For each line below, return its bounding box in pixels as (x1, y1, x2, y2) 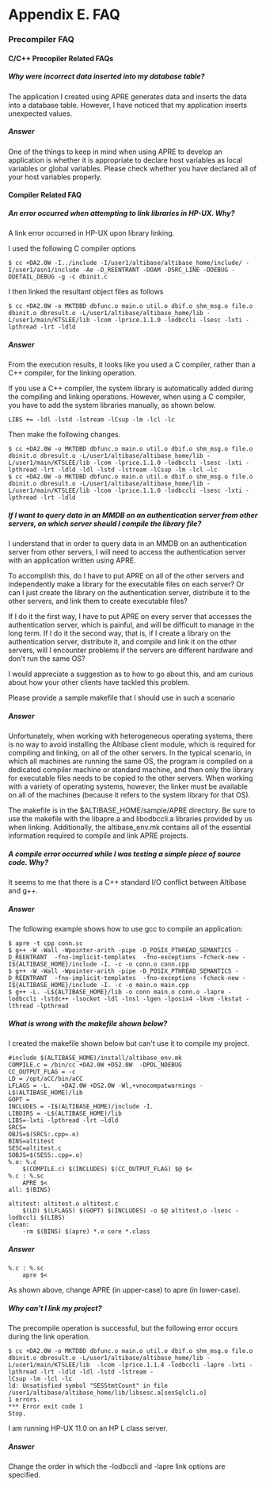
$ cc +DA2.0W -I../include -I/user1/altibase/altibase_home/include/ (8, 259, 243, 267)
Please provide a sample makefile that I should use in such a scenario (8, 693, 235, 703)
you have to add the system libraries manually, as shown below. (8, 401, 216, 410)
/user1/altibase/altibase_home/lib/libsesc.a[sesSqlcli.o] (8, 1389, 207, 1397)
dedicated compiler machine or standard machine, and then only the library (8, 765, 254, 774)
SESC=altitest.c (8, 1144, 62, 1152)
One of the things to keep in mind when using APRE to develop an (8, 147, 223, 156)
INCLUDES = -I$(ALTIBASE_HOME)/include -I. (8, 1103, 154, 1111)
